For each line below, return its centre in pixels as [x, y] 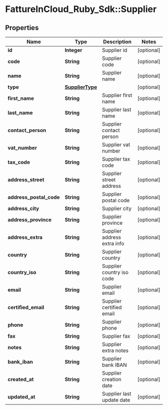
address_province [29, 220]
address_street [26, 180]
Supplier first [117, 95]
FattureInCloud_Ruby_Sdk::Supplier [81, 9]
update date [116, 400]
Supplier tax [116, 159]
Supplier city [117, 209]
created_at [21, 379]
